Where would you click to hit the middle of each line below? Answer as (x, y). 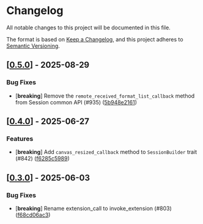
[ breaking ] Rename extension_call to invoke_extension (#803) (94, 208)
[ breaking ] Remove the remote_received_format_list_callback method (105, 96)
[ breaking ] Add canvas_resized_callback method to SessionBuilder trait (106, 152)
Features (20, 139)
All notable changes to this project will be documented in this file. (89, 27)
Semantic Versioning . (33, 46)
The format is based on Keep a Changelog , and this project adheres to (95, 39)
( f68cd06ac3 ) (33, 215)
